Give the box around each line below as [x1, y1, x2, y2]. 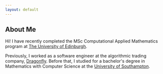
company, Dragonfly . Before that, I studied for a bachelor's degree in [5, 58, 145, 64]
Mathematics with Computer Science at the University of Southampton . [5, 63, 150, 69]
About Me [5, 25, 36, 34]
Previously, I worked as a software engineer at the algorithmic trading [5, 53, 147, 59]
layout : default [5, 7, 39, 12]
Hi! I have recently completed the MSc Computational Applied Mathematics [5, 38, 158, 44]
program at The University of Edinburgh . [5, 44, 87, 49]
